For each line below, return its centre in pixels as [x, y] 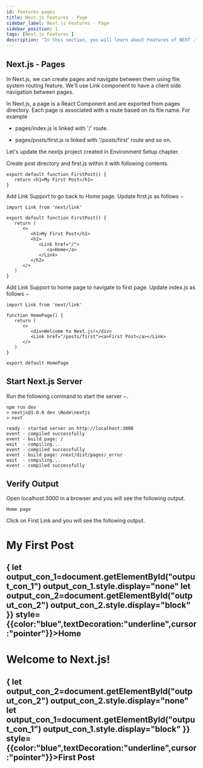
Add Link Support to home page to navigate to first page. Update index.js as [101, 287]
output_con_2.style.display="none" [120, 701]
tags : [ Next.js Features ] [40, 34]
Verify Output [33, 484]
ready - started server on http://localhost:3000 [70, 428]
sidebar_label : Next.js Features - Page [58, 23]
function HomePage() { [35, 315]
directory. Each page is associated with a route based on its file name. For [98, 110]
